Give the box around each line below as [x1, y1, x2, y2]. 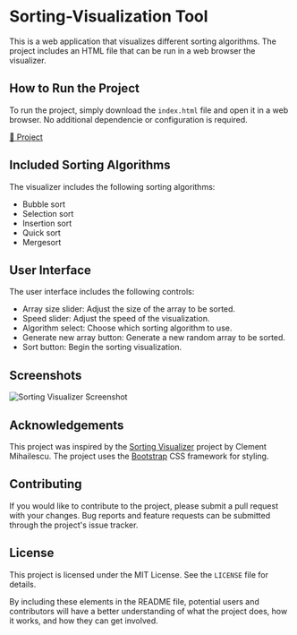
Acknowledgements [9, 417, 124, 433]
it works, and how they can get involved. [9, 615, 158, 626]
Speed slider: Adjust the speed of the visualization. [21, 313, 210, 324]
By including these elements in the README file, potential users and [9, 596, 259, 606]
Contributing [9, 476, 82, 492]
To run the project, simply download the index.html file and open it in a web [9, 105, 289, 116]
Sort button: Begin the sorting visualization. [21, 342, 182, 353]
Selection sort [21, 208, 74, 219]
